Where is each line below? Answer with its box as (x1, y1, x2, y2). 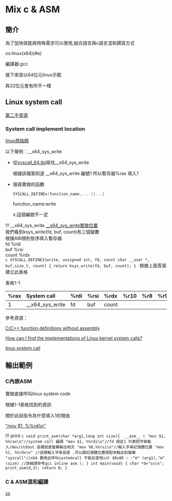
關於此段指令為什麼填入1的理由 (5, 412, 70, 418)
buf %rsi (5, 246, 24, 252)
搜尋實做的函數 (12, 181, 45, 188)
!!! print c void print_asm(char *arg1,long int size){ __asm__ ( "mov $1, (5, 433, 166, 439)
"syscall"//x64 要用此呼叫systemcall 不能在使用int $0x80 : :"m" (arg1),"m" (5, 455, 165, 460)
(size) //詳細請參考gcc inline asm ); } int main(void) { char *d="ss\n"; (5, 461, 165, 466)
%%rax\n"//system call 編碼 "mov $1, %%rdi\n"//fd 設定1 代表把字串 (5, 439, 147, 444)
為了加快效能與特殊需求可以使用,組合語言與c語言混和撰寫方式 (5, 40, 135, 46)
